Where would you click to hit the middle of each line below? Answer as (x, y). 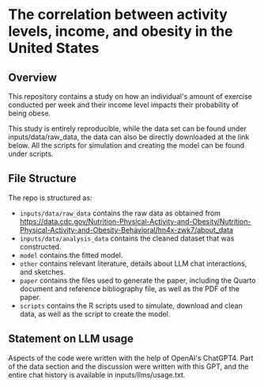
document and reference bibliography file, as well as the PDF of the (129, 288)
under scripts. (31, 154)
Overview (33, 77)
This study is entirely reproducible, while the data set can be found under (128, 129)
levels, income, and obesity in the (121, 31)
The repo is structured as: (50, 197)
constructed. (40, 246)
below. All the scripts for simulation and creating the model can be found (126, 145)
